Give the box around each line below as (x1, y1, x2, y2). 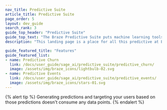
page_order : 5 (5, 16, 35, 21)
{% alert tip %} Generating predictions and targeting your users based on (5, 94, 156, 100)
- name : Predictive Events (5, 71, 61, 76)
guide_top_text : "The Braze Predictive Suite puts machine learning (5, 35, 150, 40)
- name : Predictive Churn (5, 57, 59, 62)
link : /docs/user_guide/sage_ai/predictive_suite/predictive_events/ (9, 76, 157, 81)
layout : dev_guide (5, 21, 43, 26)
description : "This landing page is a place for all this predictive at (5, 39, 159, 44)
